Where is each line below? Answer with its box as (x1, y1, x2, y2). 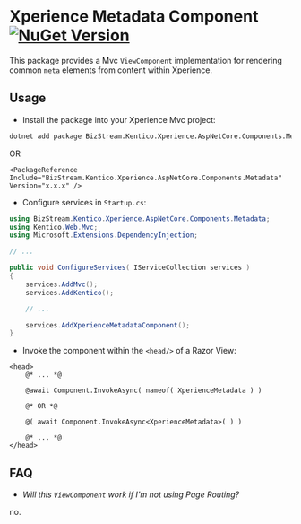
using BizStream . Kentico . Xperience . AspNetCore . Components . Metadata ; (9, 214, 271, 223)
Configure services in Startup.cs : (21, 196, 147, 207)
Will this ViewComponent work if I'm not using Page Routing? (21, 489, 240, 500)
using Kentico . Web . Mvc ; (9, 223, 99, 231)
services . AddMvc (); (25, 280, 99, 289)
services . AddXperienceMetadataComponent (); (25, 320, 191, 329)
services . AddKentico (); (25, 288, 115, 297)
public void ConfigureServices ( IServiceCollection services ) (9, 263, 251, 273)
